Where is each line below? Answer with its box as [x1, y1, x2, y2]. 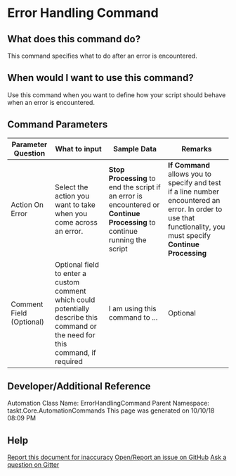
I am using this [108, 303, 157, 313]
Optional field [55, 259, 100, 269]
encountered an [168, 195, 221, 205]
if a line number [168, 187, 220, 196]
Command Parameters [7, 118, 108, 131]
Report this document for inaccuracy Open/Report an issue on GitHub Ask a [7, 453, 227, 462]
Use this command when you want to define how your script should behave [7, 90, 226, 99]
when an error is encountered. [7, 98, 95, 106]
